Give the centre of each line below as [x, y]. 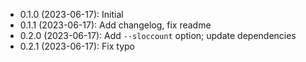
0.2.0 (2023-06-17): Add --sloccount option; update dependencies [158, 35]
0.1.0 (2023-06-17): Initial [71, 14]
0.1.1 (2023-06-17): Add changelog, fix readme [115, 25]
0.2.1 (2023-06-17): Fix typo [77, 46]
